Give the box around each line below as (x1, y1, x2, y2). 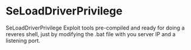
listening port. (5, 37, 41, 44)
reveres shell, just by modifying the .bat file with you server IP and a (5, 30, 176, 37)
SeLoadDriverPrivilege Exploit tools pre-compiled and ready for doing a (5, 24, 185, 31)
